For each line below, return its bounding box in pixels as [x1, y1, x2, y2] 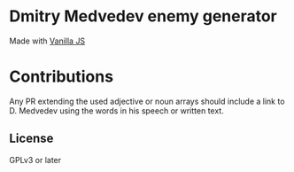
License [9, 131, 54, 146]
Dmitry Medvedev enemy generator [9, 6, 277, 27]
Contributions [9, 66, 113, 87]
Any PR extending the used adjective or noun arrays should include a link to [9, 96, 285, 106]
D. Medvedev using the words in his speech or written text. [9, 105, 224, 116]
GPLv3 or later [9, 154, 62, 165]
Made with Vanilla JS [9, 35, 86, 46]
